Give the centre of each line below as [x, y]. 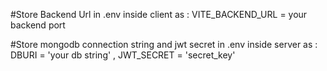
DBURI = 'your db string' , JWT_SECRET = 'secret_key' [123, 55]
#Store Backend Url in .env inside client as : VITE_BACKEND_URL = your [159, 14]
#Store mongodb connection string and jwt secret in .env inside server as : [164, 44]
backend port [38, 25]
